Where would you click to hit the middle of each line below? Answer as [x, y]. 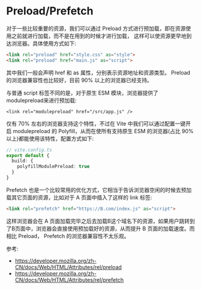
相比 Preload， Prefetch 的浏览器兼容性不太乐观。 [68, 236]
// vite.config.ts [29, 150]
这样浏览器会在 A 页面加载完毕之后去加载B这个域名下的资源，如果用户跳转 [98, 221]
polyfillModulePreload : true [53, 167]
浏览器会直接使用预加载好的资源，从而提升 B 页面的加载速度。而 [115, 228]
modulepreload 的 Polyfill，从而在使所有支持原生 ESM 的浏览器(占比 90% [103, 131]
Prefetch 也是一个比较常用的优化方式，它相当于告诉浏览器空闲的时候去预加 [99, 189]
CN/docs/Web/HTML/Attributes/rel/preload [68, 267]
